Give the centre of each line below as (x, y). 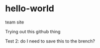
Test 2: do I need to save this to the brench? (50, 41)
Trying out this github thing (33, 31)
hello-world (30, 9)
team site (15, 22)
